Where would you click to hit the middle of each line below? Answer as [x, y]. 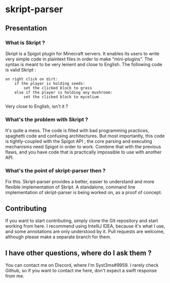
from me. [15, 276]
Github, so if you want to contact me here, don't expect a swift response [81, 271]
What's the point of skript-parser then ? [55, 171]
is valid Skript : [21, 70]
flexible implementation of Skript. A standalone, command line [70, 187]
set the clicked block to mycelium [61, 97]
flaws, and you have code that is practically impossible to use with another [83, 152]
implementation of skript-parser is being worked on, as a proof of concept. [84, 193]
